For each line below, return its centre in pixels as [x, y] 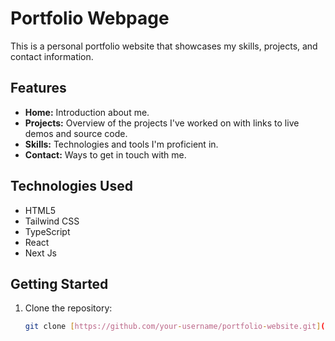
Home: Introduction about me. [87, 112]
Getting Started [59, 283]
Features [38, 88]
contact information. [52, 56]
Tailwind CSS [52, 221]
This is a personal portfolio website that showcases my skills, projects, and [164, 46]
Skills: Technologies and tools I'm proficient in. [121, 144]
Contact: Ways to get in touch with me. [105, 154]
